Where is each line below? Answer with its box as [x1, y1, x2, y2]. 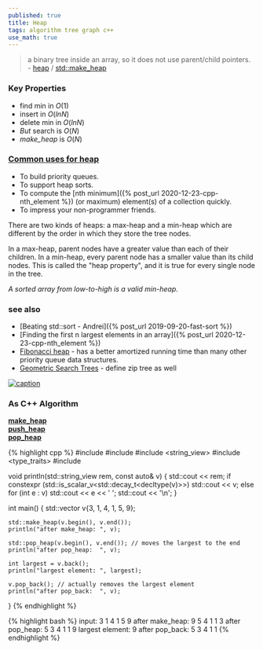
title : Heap [8, 19, 47, 27]
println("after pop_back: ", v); [8, 587, 122, 596]
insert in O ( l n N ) [19, 109, 69, 119]
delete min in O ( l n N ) [19, 117, 85, 127]
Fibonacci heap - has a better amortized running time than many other [19, 347, 247, 356]
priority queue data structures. [19, 355, 119, 365]
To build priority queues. [19, 171, 100, 181]
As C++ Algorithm [8, 398, 79, 409]
